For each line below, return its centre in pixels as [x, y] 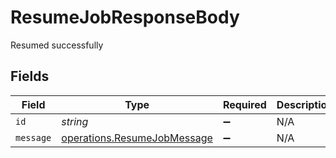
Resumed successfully [57, 45]
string [75, 121]
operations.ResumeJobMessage [137, 138]
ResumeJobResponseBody [125, 17]
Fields [30, 76]
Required [244, 104]
